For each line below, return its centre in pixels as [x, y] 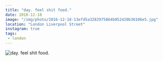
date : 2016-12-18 [24, 15]
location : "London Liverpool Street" [45, 24]
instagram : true [22, 29]
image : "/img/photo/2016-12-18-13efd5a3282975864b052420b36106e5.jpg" [82, 19]
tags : [11, 34]
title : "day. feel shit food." [38, 10]
